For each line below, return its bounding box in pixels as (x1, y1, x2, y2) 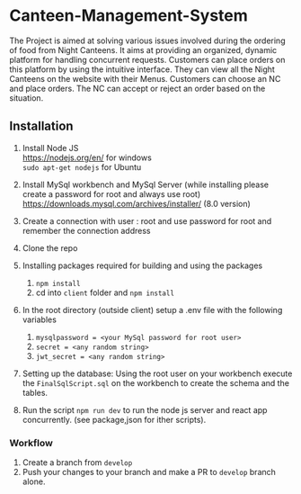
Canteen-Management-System (9, 5, 249, 26)
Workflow (9, 436, 54, 449)
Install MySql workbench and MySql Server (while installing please (22, 179, 270, 190)
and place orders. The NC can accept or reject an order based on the (9, 83, 266, 94)
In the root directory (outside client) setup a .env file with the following (22, 304, 283, 315)
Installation (9, 119, 74, 134)
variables (22, 314, 57, 325)
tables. (22, 387, 48, 398)
